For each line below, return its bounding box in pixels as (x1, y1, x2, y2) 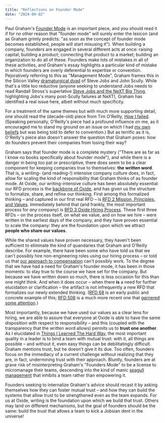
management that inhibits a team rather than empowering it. (5, 372, 127, 378)
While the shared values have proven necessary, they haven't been (5, 237, 141, 243)
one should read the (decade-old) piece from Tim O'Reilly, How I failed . (5, 113, 150, 119)
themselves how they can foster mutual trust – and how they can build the (5, 387, 155, 393)
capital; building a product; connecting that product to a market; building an (5, 51, 159, 57)
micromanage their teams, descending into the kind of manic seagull (5, 367, 144, 373)
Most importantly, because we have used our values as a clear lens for (5, 309, 149, 315)
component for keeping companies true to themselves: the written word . (5, 164, 154, 170)
